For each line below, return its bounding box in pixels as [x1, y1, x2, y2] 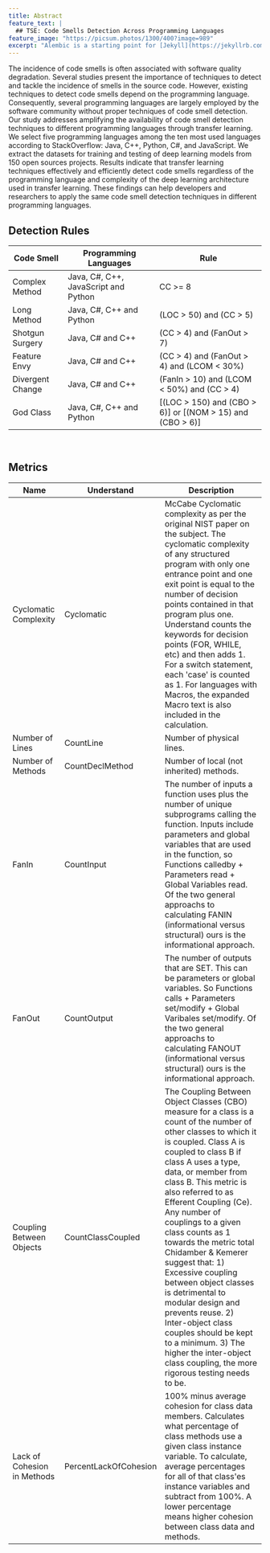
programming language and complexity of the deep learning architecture [8, 174, 249, 185]
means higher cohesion [164, 1510, 254, 1522]
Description [188, 484, 235, 495]
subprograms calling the [164, 809, 257, 820]
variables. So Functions [164, 982, 253, 994]
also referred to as [164, 1186, 235, 1198]
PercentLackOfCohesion [63, 1461, 157, 1472]
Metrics [8, 461, 48, 474]
